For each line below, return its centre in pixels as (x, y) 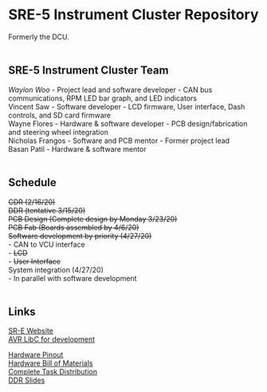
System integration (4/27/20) (56, 270)
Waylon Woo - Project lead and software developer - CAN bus (110, 89)
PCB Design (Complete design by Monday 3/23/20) (93, 219)
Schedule (33, 182)
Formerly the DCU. (39, 37)
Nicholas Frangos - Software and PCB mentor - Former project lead (119, 141)
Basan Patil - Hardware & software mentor (77, 148)
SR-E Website (31, 331)
